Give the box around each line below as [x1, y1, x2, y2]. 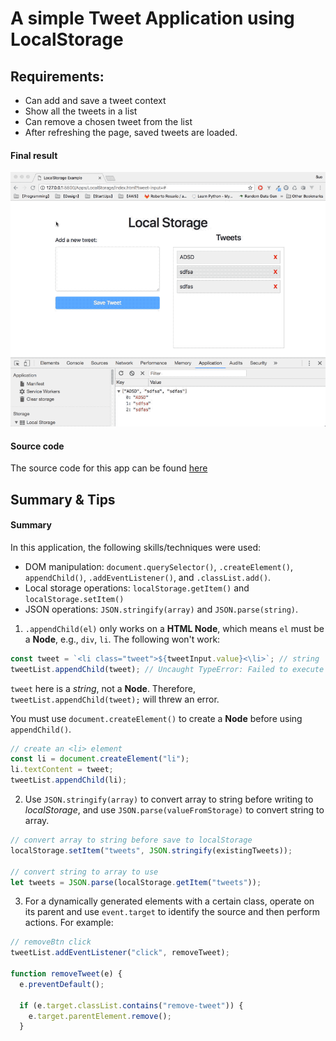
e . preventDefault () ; [19, 979, 105, 989]
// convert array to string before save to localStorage [10, 835, 253, 846]
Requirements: [10, 68, 105, 85]
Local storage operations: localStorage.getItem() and [24, 582, 250, 594]
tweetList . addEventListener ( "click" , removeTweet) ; [10, 948, 230, 958]
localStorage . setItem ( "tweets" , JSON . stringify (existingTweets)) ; [10, 845, 293, 856]
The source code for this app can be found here [10, 462, 208, 474]
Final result [10, 149, 58, 161]
